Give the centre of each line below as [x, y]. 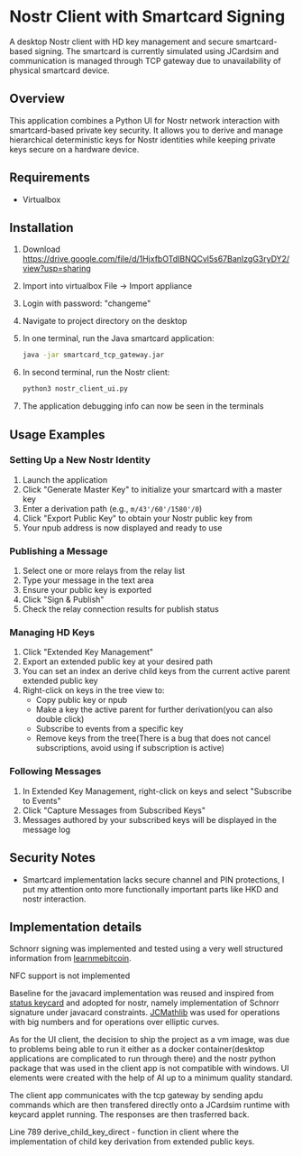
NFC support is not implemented [70, 976]
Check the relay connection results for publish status [120, 609]
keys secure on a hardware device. [74, 149]
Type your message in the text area [88, 580]
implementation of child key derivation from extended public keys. [132, 1142]
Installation [41, 227]
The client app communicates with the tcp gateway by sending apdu [137, 1096]
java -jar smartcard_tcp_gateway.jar [93, 355]
